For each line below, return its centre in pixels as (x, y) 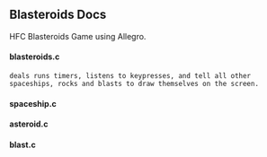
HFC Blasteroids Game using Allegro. (78, 36)
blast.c (22, 144)
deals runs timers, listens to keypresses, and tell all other (130, 76)
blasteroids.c (35, 57)
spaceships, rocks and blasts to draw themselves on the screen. (134, 84)
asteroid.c (29, 124)
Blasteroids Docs (58, 15)
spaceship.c (33, 103)
